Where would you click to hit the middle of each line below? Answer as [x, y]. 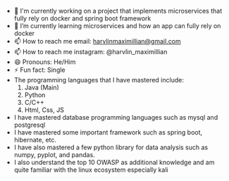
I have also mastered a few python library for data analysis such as [111, 147]
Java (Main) [42, 87]
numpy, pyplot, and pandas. [54, 155]
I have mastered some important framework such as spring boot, [108, 132]
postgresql [30, 125]
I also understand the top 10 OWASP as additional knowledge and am [114, 162]
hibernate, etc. [35, 140]
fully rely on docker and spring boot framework [82, 18]
